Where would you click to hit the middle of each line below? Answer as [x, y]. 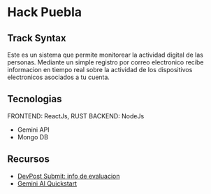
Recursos [29, 159]
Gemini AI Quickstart [47, 183]
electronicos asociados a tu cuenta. [59, 77]
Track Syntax [37, 38]
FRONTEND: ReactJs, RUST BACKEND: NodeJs [76, 116]
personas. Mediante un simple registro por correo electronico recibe [105, 62]
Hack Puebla [45, 12]
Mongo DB [33, 137]
